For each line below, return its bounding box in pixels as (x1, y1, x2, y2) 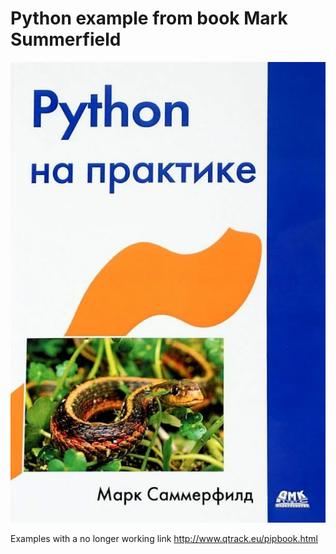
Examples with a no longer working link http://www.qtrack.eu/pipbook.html (10, 532, 318, 544)
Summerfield (10, 28, 122, 51)
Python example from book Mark (10, 7, 288, 30)
